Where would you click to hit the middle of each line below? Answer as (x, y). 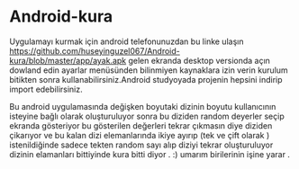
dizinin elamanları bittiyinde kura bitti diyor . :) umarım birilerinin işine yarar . (150, 154)
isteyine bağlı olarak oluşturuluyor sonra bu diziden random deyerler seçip (147, 116)
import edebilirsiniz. (46, 89)
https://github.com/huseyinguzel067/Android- (95, 50)
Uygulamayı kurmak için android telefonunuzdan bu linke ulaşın (127, 41)
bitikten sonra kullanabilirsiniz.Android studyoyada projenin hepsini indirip (146, 79)
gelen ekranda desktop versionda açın (199, 60)
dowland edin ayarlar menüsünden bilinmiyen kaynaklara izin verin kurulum (149, 70)
